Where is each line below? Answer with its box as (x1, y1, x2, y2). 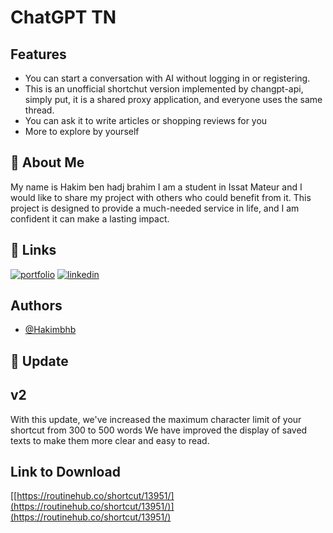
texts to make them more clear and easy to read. (10, 434, 210, 446)
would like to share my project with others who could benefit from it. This (10, 191, 312, 203)
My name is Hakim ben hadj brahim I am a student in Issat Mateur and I (10, 181, 303, 193)
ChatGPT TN (10, 6, 117, 29)
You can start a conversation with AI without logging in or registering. (24, 72, 311, 84)
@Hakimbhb (24, 324, 77, 336)
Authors (10, 297, 63, 315)
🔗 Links (10, 242, 57, 259)
